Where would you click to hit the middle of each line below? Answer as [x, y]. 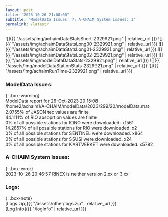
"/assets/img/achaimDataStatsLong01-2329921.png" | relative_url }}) [84, 49]
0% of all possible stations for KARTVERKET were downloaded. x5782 [79, 144]
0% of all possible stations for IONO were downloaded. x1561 [69, 122]
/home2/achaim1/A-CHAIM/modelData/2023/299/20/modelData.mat [77, 106]
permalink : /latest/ [27, 24]
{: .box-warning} [22, 95]
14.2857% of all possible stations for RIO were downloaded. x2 [71, 128]
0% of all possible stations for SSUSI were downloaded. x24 [69, 139]
